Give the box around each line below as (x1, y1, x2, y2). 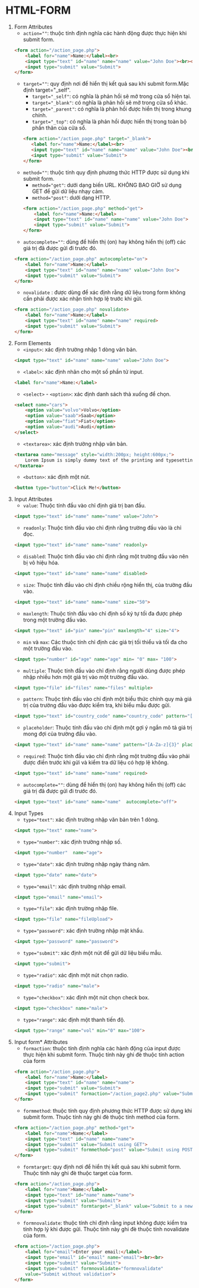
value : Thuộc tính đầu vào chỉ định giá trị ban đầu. (23, 502, 146, 509)
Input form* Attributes (14, 1038, 68, 1046)
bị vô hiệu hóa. (23, 559, 60, 566)
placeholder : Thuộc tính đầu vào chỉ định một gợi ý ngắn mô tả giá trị (23, 724, 192, 731)
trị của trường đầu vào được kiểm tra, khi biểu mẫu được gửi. (23, 702, 171, 709)
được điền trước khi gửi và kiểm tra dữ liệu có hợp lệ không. (23, 759, 169, 766)
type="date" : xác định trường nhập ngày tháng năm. (23, 860, 151, 867)
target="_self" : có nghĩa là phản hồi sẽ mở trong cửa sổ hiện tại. (31, 93, 191, 100)
